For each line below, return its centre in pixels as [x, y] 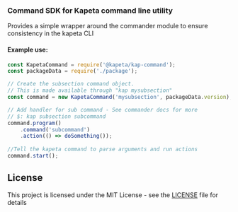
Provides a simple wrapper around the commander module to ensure [108, 26]
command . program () [34, 123]
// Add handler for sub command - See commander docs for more [103, 110]
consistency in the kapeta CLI [51, 33]
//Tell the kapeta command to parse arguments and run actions [103, 149]
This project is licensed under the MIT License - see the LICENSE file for [113, 195]
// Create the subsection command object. [71, 84]
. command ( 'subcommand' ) [55, 129]
